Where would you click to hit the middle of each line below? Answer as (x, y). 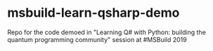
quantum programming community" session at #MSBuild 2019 (97, 39)
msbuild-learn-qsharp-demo (93, 13)
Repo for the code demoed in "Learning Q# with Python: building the (106, 32)
